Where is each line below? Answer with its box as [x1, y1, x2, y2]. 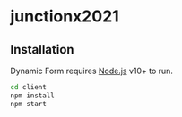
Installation [10, 42, 74, 57]
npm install [10, 91, 55, 100]
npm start [10, 99, 48, 108]
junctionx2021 [10, 6, 119, 27]
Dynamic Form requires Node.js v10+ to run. [10, 65, 174, 76]
